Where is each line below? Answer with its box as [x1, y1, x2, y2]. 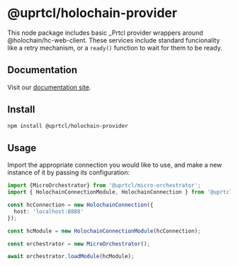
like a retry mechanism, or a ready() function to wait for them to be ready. [7, 43, 222, 52]
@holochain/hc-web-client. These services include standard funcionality [7, 35, 220, 44]
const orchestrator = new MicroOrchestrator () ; [7, 240, 151, 248]
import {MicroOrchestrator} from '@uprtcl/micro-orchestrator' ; [7, 182, 201, 189]
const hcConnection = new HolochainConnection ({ [7, 201, 154, 209]
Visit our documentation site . [7, 83, 91, 92]
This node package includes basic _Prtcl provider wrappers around [7, 28, 203, 37]
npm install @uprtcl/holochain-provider [7, 122, 129, 129]
